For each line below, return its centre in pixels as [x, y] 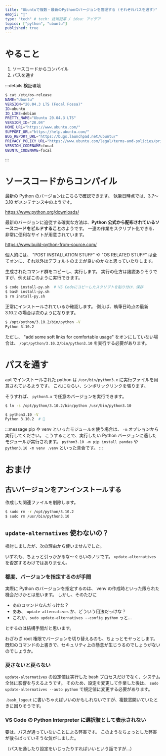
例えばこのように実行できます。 [50, 278]
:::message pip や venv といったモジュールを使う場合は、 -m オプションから [82, 429]
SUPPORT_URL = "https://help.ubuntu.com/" [47, 132]
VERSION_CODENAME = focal [30, 146]
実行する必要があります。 [124, 343]
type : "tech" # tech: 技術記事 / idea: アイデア [53, 19]
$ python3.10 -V [22, 414]
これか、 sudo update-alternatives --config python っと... [72, 618]
